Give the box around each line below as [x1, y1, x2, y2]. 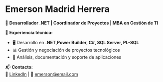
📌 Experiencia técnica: [5, 29, 53, 35]
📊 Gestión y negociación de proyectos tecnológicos [12, 47, 120, 53]
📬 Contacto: [5, 64, 33, 70]
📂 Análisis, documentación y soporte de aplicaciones [12, 54, 122, 60]
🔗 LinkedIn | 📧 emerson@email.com [5, 71, 78, 77]
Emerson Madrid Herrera [5, 3, 110, 15]
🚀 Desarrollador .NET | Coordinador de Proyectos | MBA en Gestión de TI [5, 20, 159, 26]
